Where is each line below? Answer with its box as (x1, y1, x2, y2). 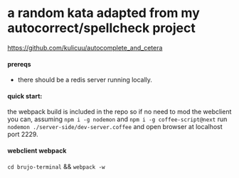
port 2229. (7, 130, 38, 139)
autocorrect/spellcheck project (7, 20, 196, 36)
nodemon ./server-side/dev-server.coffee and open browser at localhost (7, 123, 223, 131)
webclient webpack (7, 146, 67, 155)
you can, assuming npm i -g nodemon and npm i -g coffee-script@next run (7, 115, 228, 123)
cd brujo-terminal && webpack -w (7, 162, 105, 171)
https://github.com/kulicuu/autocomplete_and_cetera (7, 43, 163, 52)
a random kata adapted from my (7, 5, 201, 21)
